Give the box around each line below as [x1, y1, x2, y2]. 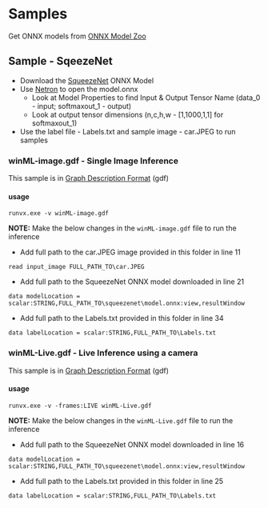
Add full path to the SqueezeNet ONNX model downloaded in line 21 [19, 277, 245, 286]
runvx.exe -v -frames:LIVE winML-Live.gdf [8, 402, 152, 410]
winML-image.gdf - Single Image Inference [8, 155, 178, 166]
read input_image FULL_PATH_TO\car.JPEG [8, 263, 146, 271]
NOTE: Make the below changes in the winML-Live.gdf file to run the [8, 415, 234, 425]
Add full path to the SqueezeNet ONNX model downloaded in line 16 [19, 439, 245, 449]
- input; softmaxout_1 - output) [31, 101, 132, 110]
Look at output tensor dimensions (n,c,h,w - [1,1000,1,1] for [31, 110, 224, 119]
